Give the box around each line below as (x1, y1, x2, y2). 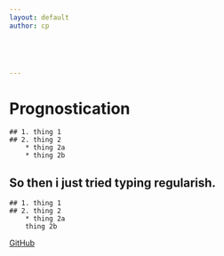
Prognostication (9, 99, 131, 118)
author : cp (9, 21, 50, 30)
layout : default (9, 12, 69, 22)
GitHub (9, 237, 36, 249)
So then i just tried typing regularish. (9, 175, 216, 190)
